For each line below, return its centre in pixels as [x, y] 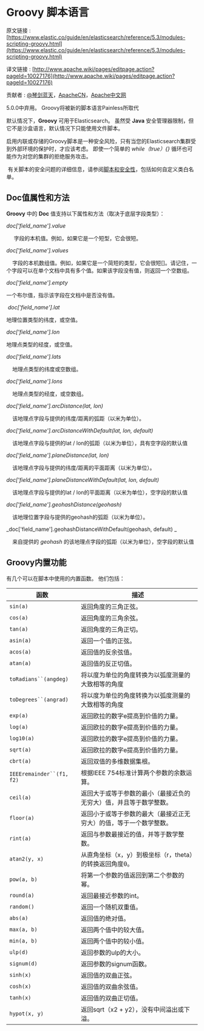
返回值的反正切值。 [108, 663]
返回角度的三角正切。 [111, 629]
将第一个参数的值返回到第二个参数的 [133, 875]
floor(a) [22, 818]
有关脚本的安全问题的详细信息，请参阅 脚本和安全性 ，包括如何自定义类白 [98, 169]
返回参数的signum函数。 [116, 964]
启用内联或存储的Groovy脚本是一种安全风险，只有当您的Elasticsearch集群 [99, 141]
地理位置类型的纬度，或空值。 [43, 320]
